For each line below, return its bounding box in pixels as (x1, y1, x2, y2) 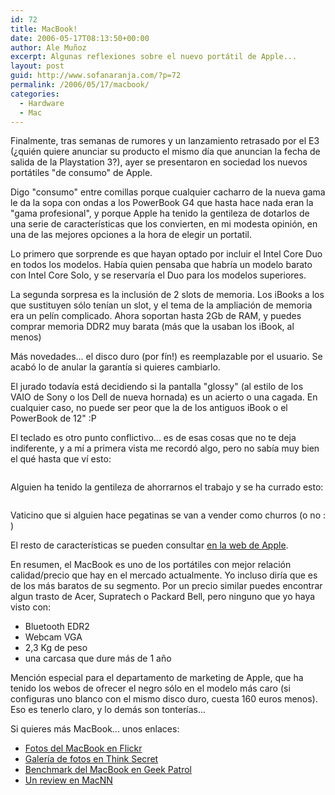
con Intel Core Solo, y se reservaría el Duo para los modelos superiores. (10, 269, 307, 281)
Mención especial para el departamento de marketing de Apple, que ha (10, 672, 304, 684)
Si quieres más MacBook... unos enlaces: (10, 723, 180, 735)
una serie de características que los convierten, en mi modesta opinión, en (10, 218, 318, 230)
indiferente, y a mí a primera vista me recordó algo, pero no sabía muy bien (10, 442, 320, 455)
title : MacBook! (10, 24, 78, 34)
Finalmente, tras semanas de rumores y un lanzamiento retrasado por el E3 (10, 135, 320, 147)
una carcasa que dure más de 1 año (24, 652, 172, 665)
